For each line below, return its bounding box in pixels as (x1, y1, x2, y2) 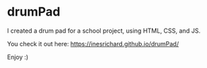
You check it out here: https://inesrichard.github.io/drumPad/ (7, 39, 180, 48)
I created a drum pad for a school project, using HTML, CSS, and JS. (7, 27, 201, 35)
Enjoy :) (7, 52, 29, 61)
